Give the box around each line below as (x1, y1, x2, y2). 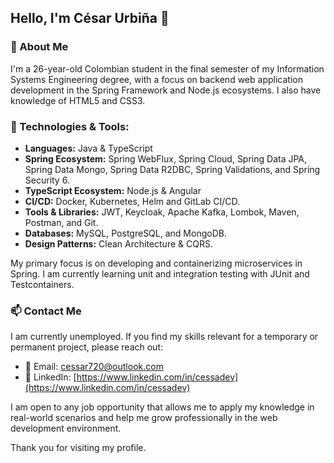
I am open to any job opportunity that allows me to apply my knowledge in (10, 401, 315, 413)
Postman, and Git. (24, 216, 99, 228)
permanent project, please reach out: (10, 341, 163, 353)
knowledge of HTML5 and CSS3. (10, 94, 146, 106)
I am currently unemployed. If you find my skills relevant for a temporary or (10, 331, 319, 343)
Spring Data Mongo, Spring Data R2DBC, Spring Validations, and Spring (24, 163, 321, 175)
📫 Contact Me (10, 304, 82, 318)
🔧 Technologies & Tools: (10, 119, 130, 133)
